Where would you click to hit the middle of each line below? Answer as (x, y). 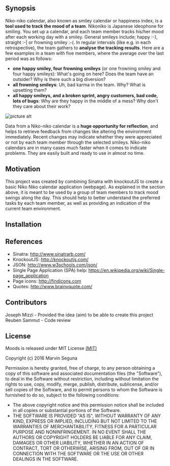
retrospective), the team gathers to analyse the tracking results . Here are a (85, 47)
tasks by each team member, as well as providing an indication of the (78, 203)
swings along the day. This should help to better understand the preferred (83, 198)
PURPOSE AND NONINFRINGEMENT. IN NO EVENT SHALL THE (79, 432)
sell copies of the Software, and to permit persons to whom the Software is (84, 390)
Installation (23, 224)
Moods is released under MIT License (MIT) (51, 348)
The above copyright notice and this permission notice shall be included (88, 405)
